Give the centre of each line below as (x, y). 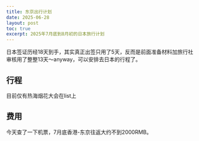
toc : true (19, 28)
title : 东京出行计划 (29, 12)
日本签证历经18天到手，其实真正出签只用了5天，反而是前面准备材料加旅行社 (100, 52)
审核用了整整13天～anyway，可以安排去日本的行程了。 (74, 59)
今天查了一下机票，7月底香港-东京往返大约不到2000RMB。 (79, 132)
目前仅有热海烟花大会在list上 (41, 95)
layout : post (22, 23)
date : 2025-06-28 (28, 17)
